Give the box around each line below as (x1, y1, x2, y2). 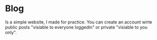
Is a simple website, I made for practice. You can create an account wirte (5, 19, 153, 25)
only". (5, 29, 17, 35)
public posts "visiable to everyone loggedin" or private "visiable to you (5, 24, 148, 30)
